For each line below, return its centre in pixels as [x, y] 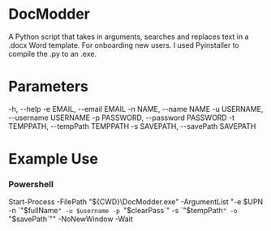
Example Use [54, 159]
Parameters [49, 87]
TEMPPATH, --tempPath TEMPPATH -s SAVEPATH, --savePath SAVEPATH [132, 126]
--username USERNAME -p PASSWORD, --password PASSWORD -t [122, 118]
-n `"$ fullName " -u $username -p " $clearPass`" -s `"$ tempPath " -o [123, 211]
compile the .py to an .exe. [53, 53]
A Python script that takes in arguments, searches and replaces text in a [129, 36]
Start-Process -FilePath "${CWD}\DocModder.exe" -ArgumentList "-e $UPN [136, 202]
